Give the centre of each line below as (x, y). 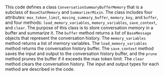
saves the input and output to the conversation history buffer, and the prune (81, 54)
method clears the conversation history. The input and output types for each (82, 64)
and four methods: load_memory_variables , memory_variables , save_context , (81, 22)
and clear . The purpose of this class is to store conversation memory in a (79, 28)
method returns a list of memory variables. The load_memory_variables (76, 43)
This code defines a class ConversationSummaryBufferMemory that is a (74, 7)
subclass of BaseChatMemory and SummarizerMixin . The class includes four (79, 12)
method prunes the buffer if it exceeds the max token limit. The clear (75, 59)
